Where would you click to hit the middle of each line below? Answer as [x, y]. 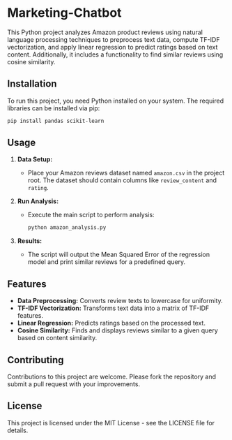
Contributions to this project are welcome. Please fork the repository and [112, 376]
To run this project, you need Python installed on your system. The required [116, 101]
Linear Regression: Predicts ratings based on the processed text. [111, 323]
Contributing [36, 360]
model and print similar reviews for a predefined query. [107, 262]
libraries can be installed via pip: [54, 108]
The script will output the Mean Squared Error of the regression [119, 255]
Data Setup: [35, 159]
